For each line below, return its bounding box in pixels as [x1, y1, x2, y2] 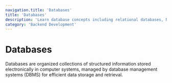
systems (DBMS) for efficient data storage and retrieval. [5, 72, 123, 78]
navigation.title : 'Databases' [5, 7, 72, 13]
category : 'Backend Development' [5, 22, 77, 27]
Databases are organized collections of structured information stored [5, 61, 151, 67]
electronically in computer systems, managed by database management [5, 66, 158, 72]
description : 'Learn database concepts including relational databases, [5, 17, 164, 22]
